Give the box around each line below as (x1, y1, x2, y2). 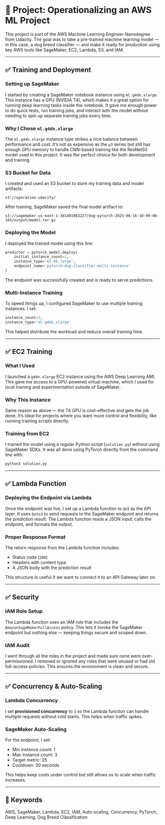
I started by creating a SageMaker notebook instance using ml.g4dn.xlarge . (5, 92, 158, 97)
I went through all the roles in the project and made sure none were (5, 653, 141, 659)
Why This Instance (5, 396, 51, 403)
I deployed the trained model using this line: (5, 240, 94, 246)
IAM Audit (5, 642, 30, 649)
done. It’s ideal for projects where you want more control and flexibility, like (5, 412, 157, 418)
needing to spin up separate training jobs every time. (5, 113, 112, 119)
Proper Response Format (5, 534, 66, 540)
